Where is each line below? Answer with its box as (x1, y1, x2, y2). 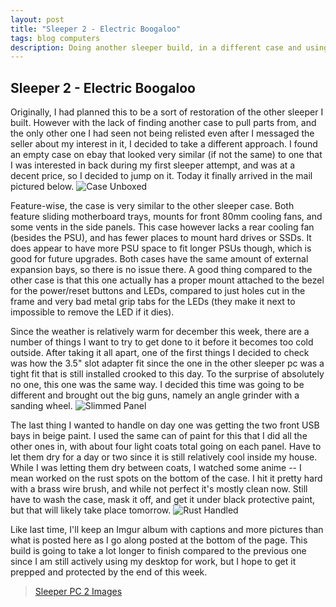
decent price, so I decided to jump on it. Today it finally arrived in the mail (10, 170, 313, 182)
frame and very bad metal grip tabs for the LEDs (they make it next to (10, 296, 296, 308)
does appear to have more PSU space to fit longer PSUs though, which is (10, 242, 312, 255)
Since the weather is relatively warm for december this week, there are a (10, 326, 310, 338)
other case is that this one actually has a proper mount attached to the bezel (10, 274, 325, 286)
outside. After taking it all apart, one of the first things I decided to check (10, 347, 310, 359)
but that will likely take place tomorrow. (10, 504, 172, 516)
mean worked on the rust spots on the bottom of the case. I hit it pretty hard (10, 472, 323, 485)
